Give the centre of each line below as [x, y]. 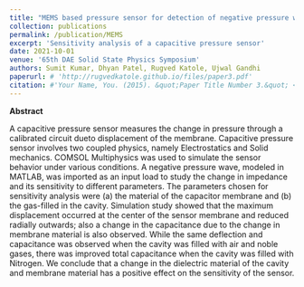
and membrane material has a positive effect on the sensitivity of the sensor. [152, 273]
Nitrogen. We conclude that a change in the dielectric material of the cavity [149, 263]
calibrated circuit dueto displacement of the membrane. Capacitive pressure [152, 138]
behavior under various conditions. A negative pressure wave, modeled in [147, 167]
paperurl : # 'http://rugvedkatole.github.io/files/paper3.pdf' [131, 77]
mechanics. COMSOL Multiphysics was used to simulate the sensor [135, 157]
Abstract [26, 110]
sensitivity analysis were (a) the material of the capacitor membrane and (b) [151, 196]
